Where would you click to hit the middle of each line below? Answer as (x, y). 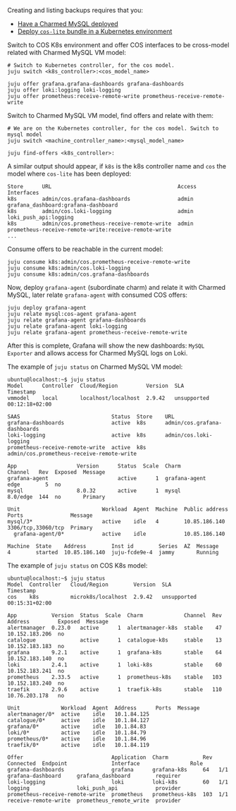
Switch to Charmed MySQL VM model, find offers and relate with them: (110, 115)
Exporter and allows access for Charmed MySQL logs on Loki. (98, 353)
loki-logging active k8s (77, 435)
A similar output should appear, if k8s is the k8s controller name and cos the (117, 166)
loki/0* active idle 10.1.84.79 (77, 733)
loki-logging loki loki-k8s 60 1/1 (118, 782)
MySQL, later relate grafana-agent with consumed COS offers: (98, 295)
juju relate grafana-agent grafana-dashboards (77, 320)
